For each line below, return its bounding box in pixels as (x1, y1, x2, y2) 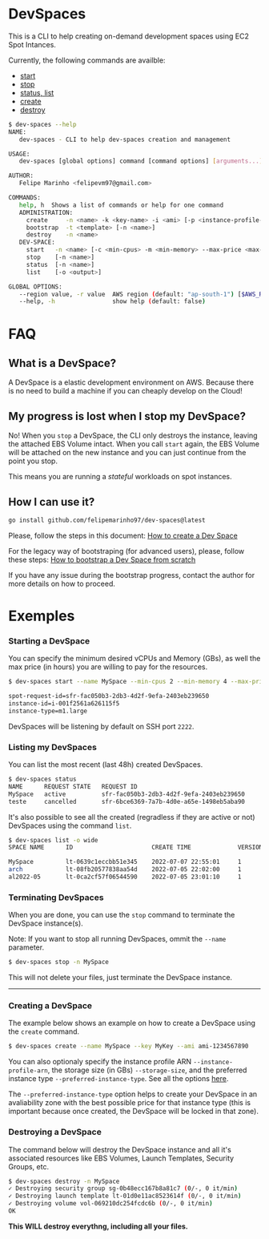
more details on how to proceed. (8, 579, 116, 588)
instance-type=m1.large (8, 707, 88, 715)
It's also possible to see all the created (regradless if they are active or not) (8, 812, 255, 821)
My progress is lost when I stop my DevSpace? (8, 410, 247, 423)
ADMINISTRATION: (18, 208, 74, 216)
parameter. (8, 942, 45, 952)
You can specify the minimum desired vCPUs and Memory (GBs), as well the (8, 654, 261, 664)
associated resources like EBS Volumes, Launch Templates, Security (8, 1153, 235, 1163)
